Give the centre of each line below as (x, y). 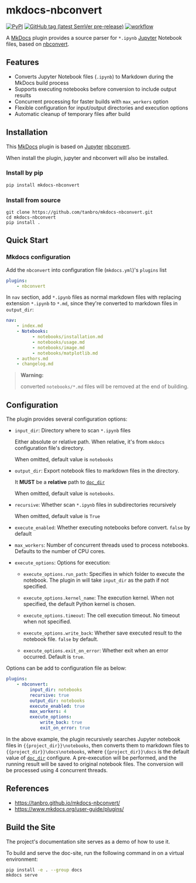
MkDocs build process (42, 83)
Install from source (33, 200)
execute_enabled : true (57, 706)
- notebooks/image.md (58, 347)
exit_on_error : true (65, 728)
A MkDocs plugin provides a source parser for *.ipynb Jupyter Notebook (94, 37)
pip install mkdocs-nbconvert (43, 185)
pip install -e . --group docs (44, 870)
